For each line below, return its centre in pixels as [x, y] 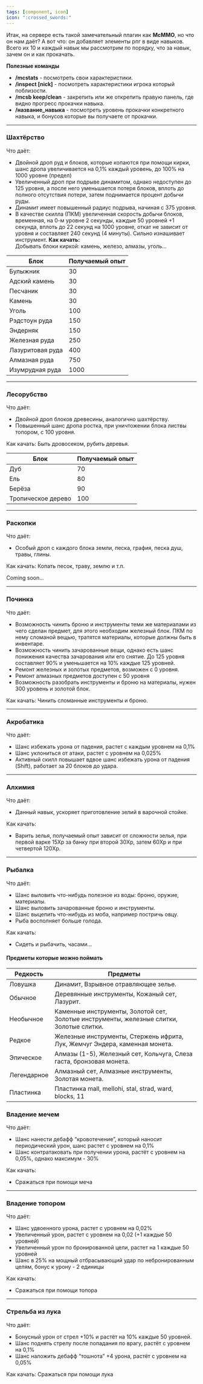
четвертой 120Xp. [38, 849]
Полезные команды [33, 66]
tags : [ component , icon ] [37, 12]
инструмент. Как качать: [47, 239]
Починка [20, 599]
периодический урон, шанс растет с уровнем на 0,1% [85, 1146]
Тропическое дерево [40, 498]
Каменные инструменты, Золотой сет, [111, 1011]
